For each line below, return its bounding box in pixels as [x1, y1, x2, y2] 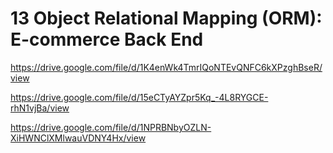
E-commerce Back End [10, 28, 204, 51]
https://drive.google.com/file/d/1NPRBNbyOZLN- [10, 121, 212, 133]
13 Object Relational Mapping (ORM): [10, 7, 323, 30]
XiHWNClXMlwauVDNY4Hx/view [10, 132, 147, 144]
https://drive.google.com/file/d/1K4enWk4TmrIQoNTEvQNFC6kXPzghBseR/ [10, 61, 323, 73]
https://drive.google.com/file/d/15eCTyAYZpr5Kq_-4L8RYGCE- [10, 91, 269, 103]
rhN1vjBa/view [10, 102, 70, 114]
